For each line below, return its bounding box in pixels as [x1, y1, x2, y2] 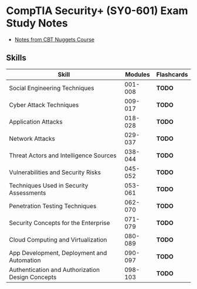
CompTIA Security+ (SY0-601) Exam [6, 4, 188, 18]
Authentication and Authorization [9, 266, 100, 274]
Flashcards [156, 70, 188, 79]
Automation [9, 256, 41, 264]
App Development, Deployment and [9, 249, 107, 257]
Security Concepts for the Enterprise [9, 219, 110, 227]
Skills [6, 53, 26, 63]
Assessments [9, 189, 46, 197]
